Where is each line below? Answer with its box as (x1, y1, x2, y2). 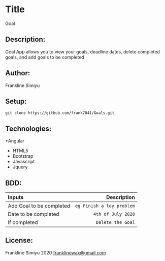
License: (5, 236, 33, 245)
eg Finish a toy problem (75, 203, 136, 209)
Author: (5, 69, 30, 77)
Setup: (5, 97, 27, 105)
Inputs (8, 194, 24, 200)
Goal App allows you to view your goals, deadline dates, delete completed (5, 48, 160, 54)
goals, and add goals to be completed (5, 54, 85, 60)
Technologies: (5, 124, 52, 133)
